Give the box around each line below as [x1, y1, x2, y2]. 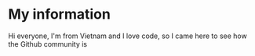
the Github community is [8, 39, 88, 48]
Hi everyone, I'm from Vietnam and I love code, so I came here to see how [8, 31, 247, 40]
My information [8, 5, 111, 23]
